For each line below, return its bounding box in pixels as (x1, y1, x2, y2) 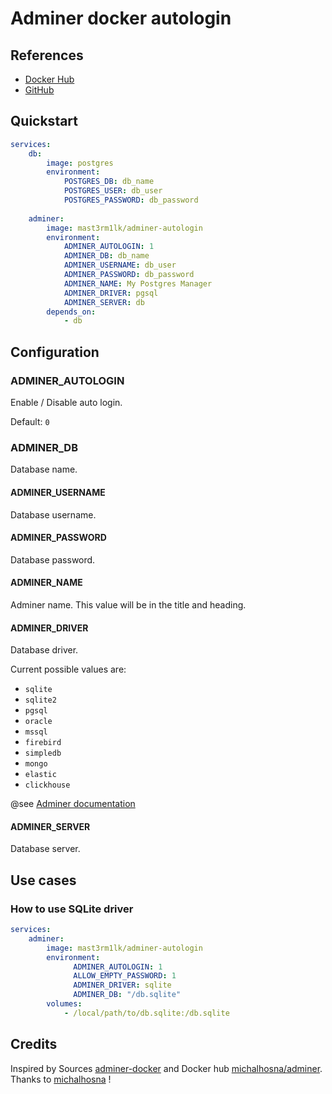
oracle (24, 717, 53, 727)
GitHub (24, 84, 55, 96)
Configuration (10, 343, 100, 361)
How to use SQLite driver (10, 902, 134, 916)
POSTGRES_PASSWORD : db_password (63, 195, 199, 206)
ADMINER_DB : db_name (63, 251, 150, 261)
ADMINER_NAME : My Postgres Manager (63, 278, 213, 289)
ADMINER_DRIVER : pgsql (63, 288, 159, 298)
